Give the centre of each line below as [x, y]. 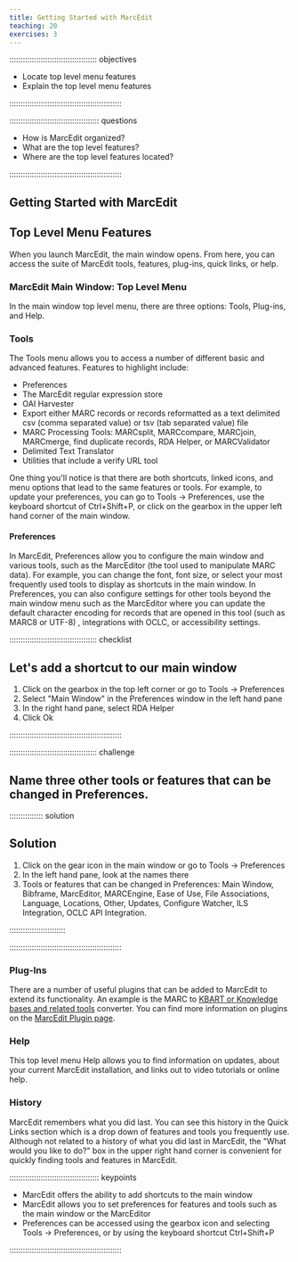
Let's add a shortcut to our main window [123, 668]
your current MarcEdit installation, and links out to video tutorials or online [145, 1070]
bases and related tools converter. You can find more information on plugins [149, 1009]
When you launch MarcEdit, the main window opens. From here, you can [142, 254]
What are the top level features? [81, 147]
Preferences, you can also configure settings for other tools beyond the [140, 594]
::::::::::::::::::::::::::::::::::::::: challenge [72, 752]
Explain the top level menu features [87, 87]
